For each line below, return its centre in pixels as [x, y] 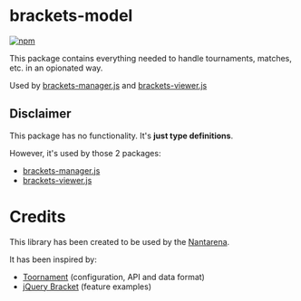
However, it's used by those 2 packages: [85, 153]
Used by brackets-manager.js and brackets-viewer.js [108, 85]
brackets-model [71, 16]
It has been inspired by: [53, 259]
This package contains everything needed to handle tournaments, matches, [151, 58]
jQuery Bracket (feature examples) [87, 287]
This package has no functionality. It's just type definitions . [121, 136]
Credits [38, 216]
